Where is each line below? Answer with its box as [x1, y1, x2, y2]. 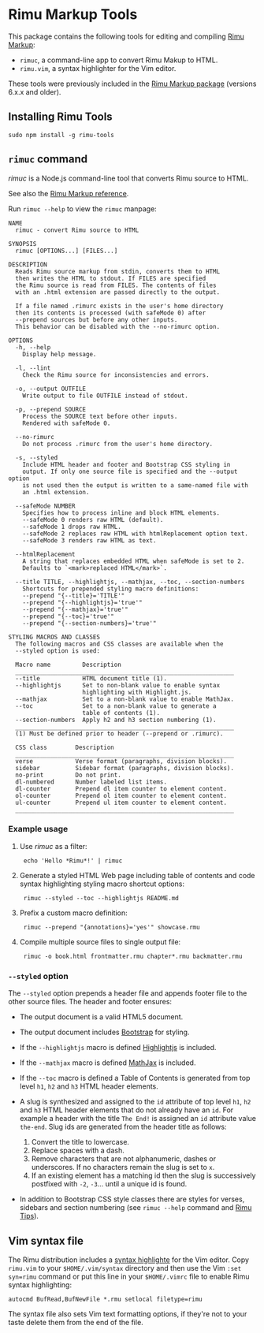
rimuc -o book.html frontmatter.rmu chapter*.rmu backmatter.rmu [23, 952, 243, 960]
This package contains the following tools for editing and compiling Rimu [8, 32, 244, 41]
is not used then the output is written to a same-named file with [22, 481, 248, 490]
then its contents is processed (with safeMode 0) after [15, 309, 206, 317]
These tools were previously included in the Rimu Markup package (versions [8, 79, 257, 88]
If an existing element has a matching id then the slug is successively [31, 1171, 256, 1180]
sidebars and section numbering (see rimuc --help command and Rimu [19, 1203, 252, 1212]
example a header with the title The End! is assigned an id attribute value [19, 1114, 256, 1123]
